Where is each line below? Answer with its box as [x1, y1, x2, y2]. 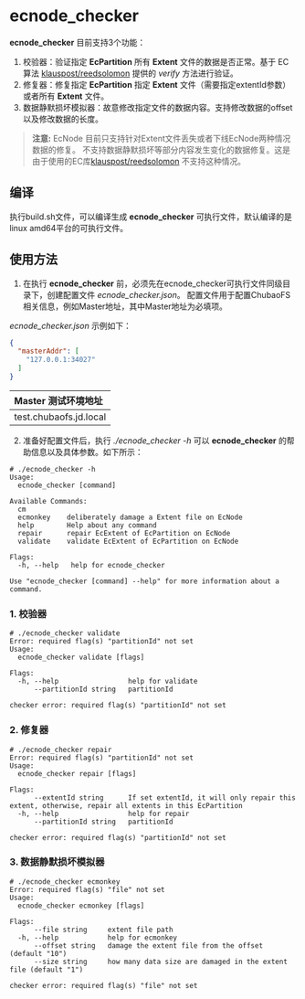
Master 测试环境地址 [14, 394, 103, 407]
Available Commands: [9, 496, 89, 505]
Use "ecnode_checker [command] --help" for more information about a [9, 577, 280, 586]
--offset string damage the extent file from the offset [33, 941, 263, 951]
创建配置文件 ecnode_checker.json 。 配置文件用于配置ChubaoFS [47, 289, 291, 300]
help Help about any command [17, 520, 157, 530]
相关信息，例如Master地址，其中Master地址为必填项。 [22, 301, 228, 312]
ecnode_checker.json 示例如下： [9, 320, 132, 331]
